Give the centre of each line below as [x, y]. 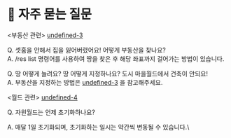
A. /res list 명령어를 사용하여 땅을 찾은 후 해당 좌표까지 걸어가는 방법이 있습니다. [116, 58]
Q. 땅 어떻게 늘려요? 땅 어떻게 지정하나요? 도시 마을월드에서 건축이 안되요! [108, 74]
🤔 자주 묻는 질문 [50, 14]
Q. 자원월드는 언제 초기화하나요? [51, 112]
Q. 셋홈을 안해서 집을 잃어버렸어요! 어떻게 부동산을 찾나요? [86, 50]
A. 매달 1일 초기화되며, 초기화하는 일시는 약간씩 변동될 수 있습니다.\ [98, 127]
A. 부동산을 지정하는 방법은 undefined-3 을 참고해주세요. [85, 82]
